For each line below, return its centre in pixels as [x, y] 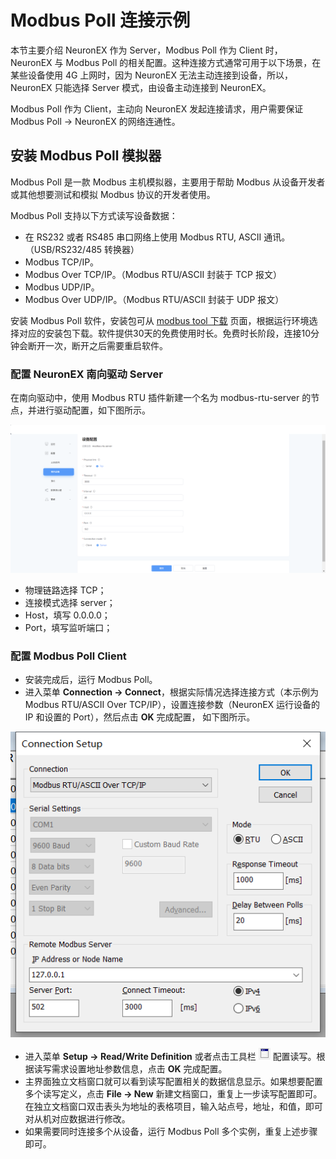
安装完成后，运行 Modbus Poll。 [91, 680]
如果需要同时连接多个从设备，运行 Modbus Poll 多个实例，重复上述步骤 [171, 1132]
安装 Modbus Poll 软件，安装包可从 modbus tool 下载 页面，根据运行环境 [160, 320]
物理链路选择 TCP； [65, 590]
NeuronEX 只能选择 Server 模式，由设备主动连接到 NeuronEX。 [141, 87]
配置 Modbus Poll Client [68, 656]
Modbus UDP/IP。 [62, 287]
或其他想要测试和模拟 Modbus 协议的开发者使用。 [113, 194]
